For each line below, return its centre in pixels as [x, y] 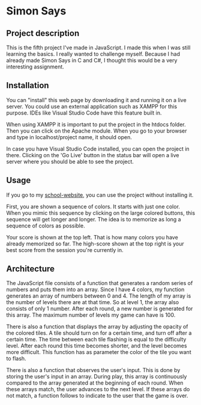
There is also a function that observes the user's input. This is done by [93, 370]
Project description [43, 33]
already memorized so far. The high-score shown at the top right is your [95, 244]
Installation [28, 85]
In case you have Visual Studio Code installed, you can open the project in [98, 149]
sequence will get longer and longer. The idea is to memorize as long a [94, 219]
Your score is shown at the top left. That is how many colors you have [92, 237]
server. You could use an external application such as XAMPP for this [92, 106]
